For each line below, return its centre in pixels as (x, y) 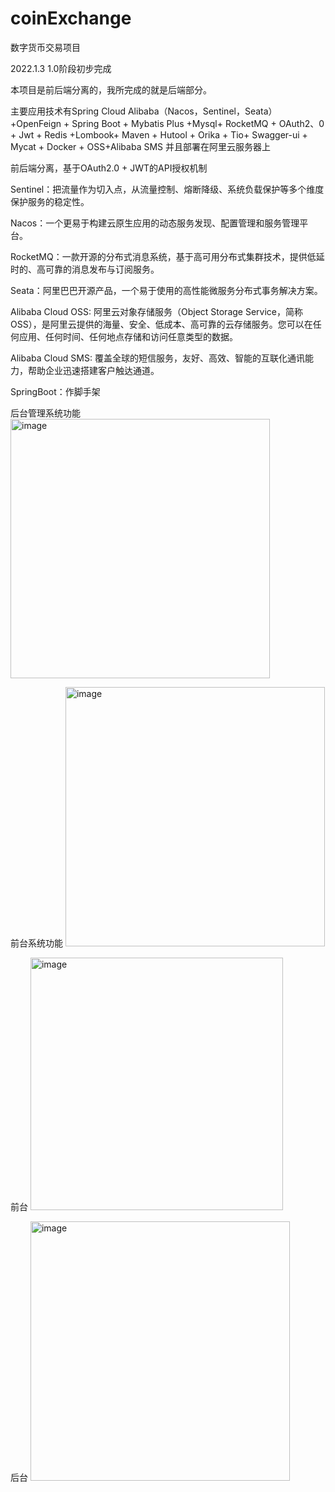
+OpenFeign (36, 123)
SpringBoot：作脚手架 (55, 391)
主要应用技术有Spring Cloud (68, 111)
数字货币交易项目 (45, 47)
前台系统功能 (36, 943)
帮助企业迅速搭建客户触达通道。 (93, 370)
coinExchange (71, 18)
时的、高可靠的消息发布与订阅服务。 (85, 269)
